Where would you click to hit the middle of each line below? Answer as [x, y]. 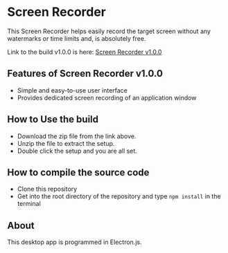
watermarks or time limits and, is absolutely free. [77, 38]
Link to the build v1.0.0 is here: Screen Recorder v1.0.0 [85, 52]
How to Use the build [53, 119]
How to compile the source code [78, 172]
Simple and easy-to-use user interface [72, 90]
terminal [29, 204]
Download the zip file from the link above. [77, 136]
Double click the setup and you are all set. [77, 151]
